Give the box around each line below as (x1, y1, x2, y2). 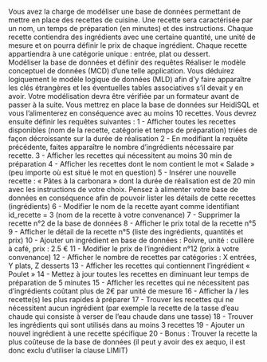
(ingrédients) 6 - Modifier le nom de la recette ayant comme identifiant (8, 202, 240, 211)
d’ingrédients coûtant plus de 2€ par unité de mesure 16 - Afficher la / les (8, 286, 249, 296)
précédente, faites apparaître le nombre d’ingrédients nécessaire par (8, 143, 234, 151)
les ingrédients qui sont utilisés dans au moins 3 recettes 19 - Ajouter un (8, 321, 245, 329)
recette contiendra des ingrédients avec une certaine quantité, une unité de (8, 32, 257, 41)
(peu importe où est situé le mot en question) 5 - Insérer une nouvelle (8, 167, 237, 177)
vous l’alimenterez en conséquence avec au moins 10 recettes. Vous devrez (8, 108, 257, 118)
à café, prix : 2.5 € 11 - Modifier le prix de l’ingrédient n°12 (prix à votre (8, 244, 240, 254)
